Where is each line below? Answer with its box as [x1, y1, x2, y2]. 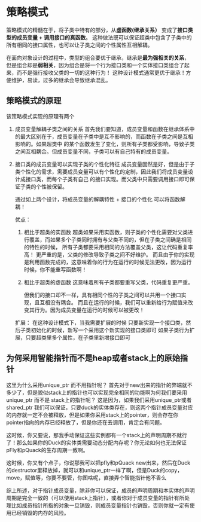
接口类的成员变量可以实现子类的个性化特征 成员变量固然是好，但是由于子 [14, 160, 195, 167]
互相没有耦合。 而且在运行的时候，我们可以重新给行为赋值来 [39, 298, 188, 306]
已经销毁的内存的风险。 [11, 509, 69, 516]
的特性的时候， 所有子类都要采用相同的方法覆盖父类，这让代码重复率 [23, 243, 193, 251]
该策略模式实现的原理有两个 [6, 112, 75, 120]
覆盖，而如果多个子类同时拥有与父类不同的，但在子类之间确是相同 [29, 236, 192, 243]
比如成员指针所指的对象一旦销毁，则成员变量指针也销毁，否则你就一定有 [11, 502, 190, 509]
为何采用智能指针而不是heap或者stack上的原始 [6, 353, 181, 364]
